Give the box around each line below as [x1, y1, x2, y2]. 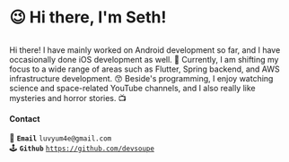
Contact [9, 113, 40, 124]
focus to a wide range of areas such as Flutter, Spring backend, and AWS [9, 64, 280, 74]
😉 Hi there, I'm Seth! [9, 7, 167, 28]
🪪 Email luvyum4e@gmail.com [9, 132, 112, 143]
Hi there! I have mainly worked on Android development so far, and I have [9, 44, 281, 55]
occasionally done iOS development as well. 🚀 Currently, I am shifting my [9, 54, 279, 64]
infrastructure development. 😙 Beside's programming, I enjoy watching [9, 72, 274, 83]
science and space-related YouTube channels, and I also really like [9, 82, 256, 93]
